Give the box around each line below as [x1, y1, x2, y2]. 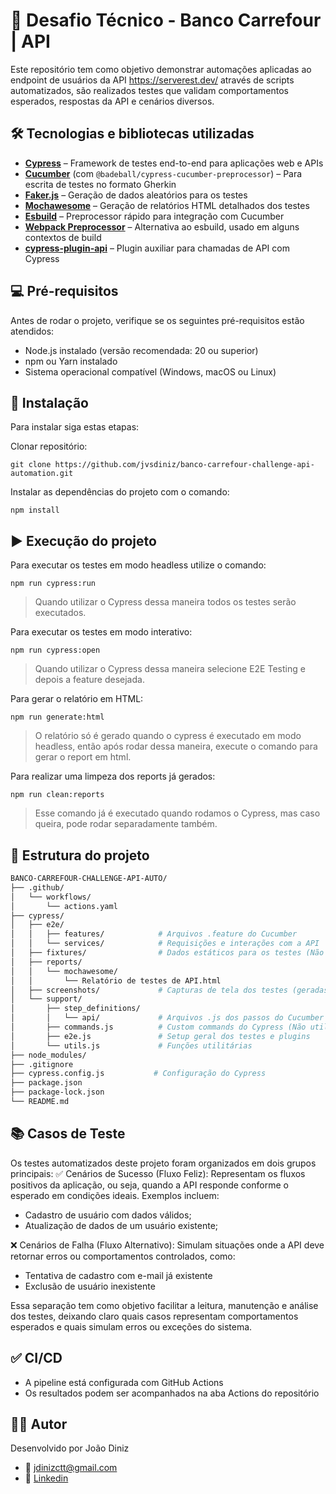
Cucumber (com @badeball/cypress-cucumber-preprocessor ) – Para [24, 167, 303, 179]
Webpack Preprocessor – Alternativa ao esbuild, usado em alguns [24, 220, 300, 233]
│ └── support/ [10, 994, 83, 1004]
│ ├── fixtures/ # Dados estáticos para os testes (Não [10, 948, 325, 958]
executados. [34, 607, 87, 619]
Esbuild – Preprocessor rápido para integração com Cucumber [24, 210, 285, 222]
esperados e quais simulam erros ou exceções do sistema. [10, 1320, 253, 1333]
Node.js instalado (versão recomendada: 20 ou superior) [24, 344, 259, 356]
